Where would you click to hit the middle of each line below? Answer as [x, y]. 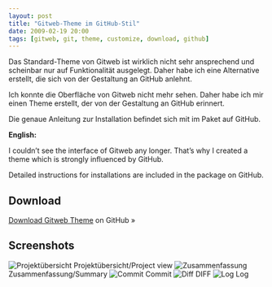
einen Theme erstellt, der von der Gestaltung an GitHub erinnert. [117, 103]
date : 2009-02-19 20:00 [49, 31]
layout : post [31, 16]
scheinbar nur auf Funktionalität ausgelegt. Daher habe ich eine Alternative [134, 71]
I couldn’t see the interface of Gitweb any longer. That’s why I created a [128, 150]
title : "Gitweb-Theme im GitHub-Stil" [74, 24]
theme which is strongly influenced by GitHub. [86, 159]
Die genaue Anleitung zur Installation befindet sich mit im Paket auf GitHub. [135, 120]
